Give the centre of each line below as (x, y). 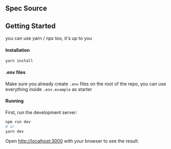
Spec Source (26, 8)
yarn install (19, 61)
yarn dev (15, 131)
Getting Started (31, 26)
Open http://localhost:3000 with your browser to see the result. (72, 141)
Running (15, 101)
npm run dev (18, 122)
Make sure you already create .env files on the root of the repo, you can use (86, 84)
